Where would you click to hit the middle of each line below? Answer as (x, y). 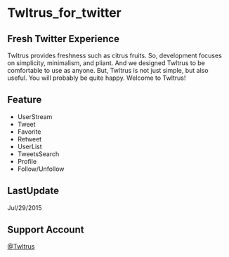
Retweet (30, 139)
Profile (27, 161)
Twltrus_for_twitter (64, 13)
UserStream (35, 116)
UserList (30, 146)
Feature (25, 100)
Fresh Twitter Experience (63, 39)
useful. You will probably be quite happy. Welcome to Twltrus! (97, 78)
